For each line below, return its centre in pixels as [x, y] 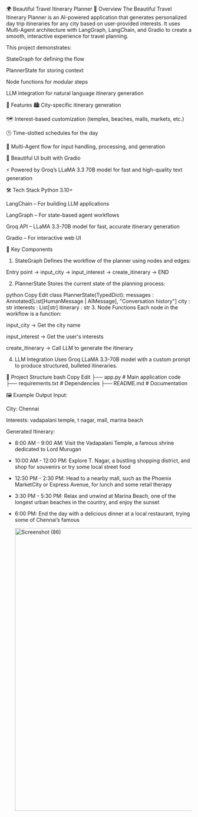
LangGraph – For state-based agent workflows [63, 215]
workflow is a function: [34, 314]
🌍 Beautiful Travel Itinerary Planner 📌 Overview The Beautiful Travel [89, 9]
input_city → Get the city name [43, 325]
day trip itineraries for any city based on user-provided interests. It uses [93, 24]
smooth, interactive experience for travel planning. [67, 36]
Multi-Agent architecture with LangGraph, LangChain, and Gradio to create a [99, 30]
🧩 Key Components [29, 249]
